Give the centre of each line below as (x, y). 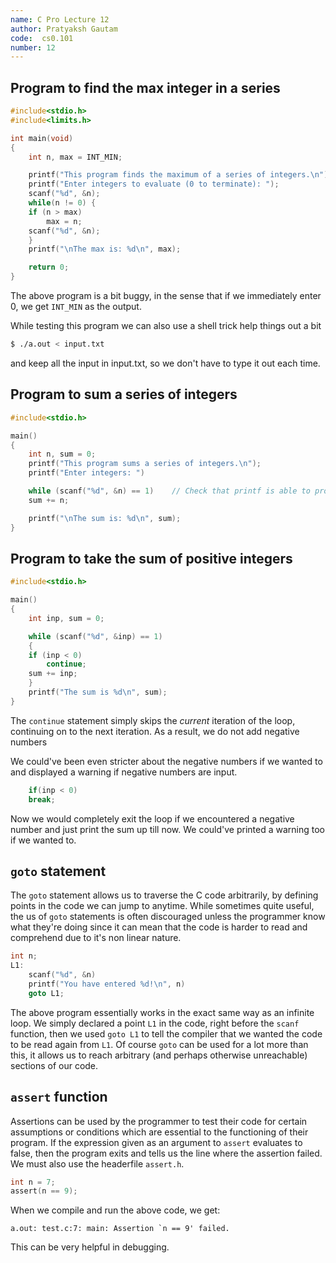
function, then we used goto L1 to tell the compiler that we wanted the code (166, 1033)
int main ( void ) (42, 138)
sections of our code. (54, 1065)
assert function (59, 1097)
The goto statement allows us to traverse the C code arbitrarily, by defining (164, 895)
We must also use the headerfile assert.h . (97, 1163)
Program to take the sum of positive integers (151, 558)
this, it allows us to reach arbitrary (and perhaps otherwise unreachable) (159, 1055)
